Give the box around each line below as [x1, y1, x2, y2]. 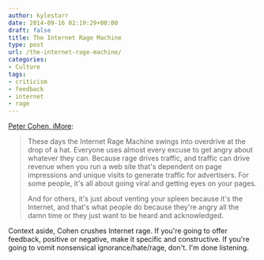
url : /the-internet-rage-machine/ [8, 48, 123, 56]
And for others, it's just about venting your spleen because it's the [27, 194, 243, 204]
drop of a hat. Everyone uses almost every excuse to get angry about [27, 145, 253, 155]
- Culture [8, 63, 41, 71]
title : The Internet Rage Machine [8, 33, 123, 42]
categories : [8, 56, 47, 64]
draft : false [8, 26, 51, 34]
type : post [8, 41, 44, 49]
